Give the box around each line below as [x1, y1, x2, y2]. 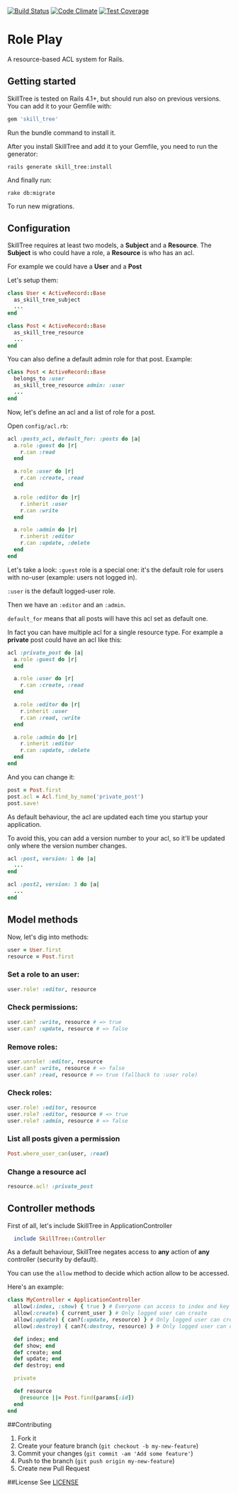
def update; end [13, 1356, 62, 1363]
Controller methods [7, 1202, 96, 1215]
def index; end [13, 1336, 59, 1343]
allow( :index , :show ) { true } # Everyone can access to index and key [13, 1303, 230, 1310]
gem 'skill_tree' [7, 116, 59, 123]
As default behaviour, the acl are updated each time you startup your [7, 812, 208, 821]
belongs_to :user [13, 376, 65, 383]
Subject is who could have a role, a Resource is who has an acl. [7, 249, 195, 257]
